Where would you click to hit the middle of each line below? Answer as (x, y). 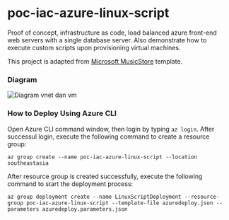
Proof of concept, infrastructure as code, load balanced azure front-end (112, 33)
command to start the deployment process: (70, 184)
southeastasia (28, 163)
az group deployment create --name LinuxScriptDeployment (94, 197)
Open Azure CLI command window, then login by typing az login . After (111, 129)
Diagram (22, 79)
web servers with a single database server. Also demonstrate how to (107, 40)
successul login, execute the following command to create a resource (108, 137)
